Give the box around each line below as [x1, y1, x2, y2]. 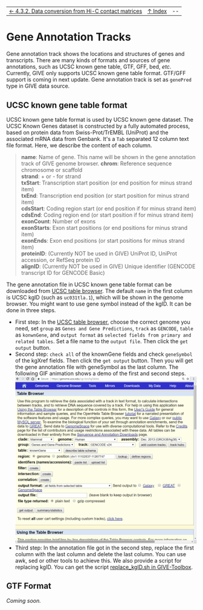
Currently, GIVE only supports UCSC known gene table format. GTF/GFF [6, 70, 186, 77]
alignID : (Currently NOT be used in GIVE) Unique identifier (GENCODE [21, 263, 196, 270]
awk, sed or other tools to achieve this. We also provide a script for [14, 557, 182, 564]
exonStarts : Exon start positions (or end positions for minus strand [21, 225, 188, 231]
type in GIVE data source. [6, 82, 70, 90]
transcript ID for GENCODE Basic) [21, 269, 105, 276]
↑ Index [147, 7, 167, 15]
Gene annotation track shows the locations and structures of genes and [6, 50, 185, 57]
